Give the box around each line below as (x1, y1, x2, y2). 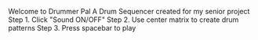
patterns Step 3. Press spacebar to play (8, 24, 136, 32)
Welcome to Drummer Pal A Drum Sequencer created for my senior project (8, 7, 250, 16)
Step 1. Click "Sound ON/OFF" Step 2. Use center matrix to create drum (8, 15, 239, 24)
